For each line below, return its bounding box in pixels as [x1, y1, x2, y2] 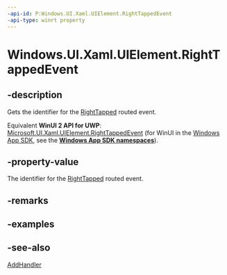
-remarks [7, 194, 49, 206]
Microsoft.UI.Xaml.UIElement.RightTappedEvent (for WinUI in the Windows [7, 128, 220, 136]
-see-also [7, 242, 51, 254]
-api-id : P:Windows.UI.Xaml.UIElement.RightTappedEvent [7, 10, 172, 17]
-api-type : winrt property [7, 17, 85, 24]
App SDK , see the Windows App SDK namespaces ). [7, 136, 158, 144]
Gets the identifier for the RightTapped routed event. [7, 107, 157, 116]
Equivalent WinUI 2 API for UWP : [7, 121, 102, 129]
